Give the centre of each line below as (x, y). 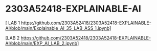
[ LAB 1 (13, 23)
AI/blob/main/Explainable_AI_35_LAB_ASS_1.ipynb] (58, 28)
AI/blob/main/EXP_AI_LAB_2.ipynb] (42, 43)
